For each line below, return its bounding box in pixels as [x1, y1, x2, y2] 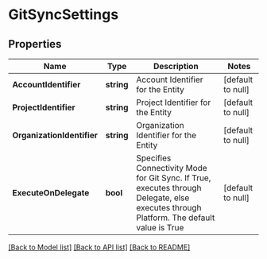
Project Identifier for [136, 97, 211, 108]
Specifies [136, 153, 172, 164]
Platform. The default [136, 212, 215, 223]
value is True [136, 222, 184, 233]
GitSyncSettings [8, 6, 119, 24]
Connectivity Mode [136, 163, 208, 173]
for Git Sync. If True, [136, 172, 211, 184]
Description [153, 61, 199, 72]
